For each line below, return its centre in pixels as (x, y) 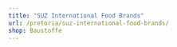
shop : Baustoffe (35, 30)
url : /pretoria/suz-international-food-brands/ (89, 23)
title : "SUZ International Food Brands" (77, 16)
